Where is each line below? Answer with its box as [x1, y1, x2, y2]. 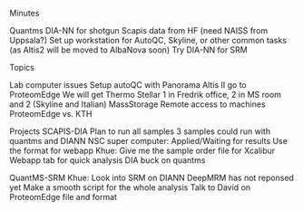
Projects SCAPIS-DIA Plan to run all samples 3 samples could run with [9, 126, 270, 137]
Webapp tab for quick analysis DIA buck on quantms [9, 155, 206, 166]
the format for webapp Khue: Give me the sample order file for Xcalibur [9, 145, 276, 156]
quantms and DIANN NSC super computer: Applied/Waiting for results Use [9, 136, 288, 146]
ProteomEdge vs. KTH [9, 109, 93, 119]
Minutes [9, 8, 40, 18]
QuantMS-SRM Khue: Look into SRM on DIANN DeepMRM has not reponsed [9, 172, 295, 183]
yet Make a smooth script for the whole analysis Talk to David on [9, 182, 251, 193]
